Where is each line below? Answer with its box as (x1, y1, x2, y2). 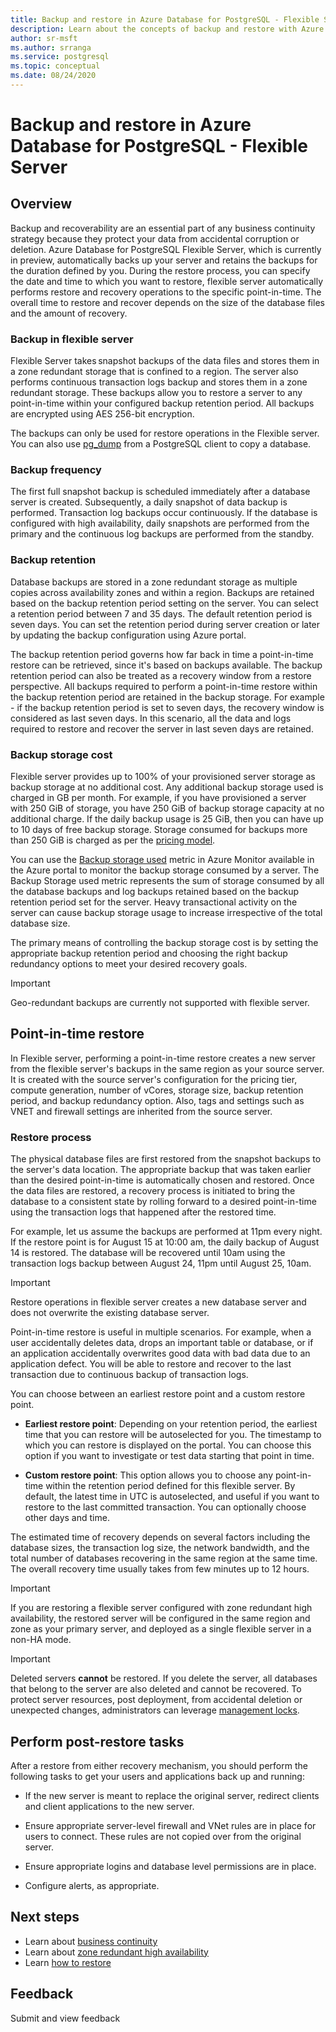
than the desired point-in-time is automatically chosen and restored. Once (10, 1174, 315, 1186)
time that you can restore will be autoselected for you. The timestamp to (24, 1429, 322, 1441)
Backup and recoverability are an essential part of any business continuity (10, 222, 316, 234)
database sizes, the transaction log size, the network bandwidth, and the (10, 1542, 310, 1554)
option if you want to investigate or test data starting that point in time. (24, 1450, 315, 1462)
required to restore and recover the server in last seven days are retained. (10, 722, 314, 735)
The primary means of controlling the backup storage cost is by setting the (10, 937, 319, 949)
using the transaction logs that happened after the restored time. (10, 1206, 277, 1218)
